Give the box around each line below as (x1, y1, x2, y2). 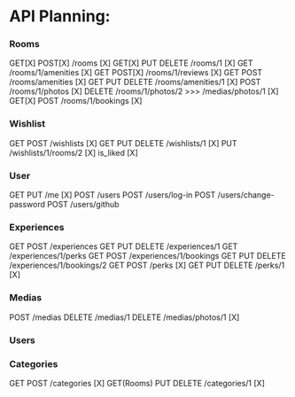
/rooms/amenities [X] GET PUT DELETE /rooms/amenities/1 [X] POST (9, 77, 261, 88)
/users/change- (217, 190, 275, 200)
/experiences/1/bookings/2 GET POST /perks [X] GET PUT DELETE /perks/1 (9, 260, 285, 271)
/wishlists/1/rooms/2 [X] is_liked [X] (9, 147, 139, 158)
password (9, 199, 46, 210)
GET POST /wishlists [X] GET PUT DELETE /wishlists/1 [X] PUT (9, 137, 237, 148)
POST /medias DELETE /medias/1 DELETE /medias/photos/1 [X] (9, 312, 240, 323)
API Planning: (9, 6, 111, 27)
